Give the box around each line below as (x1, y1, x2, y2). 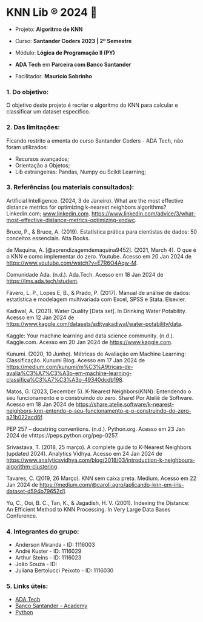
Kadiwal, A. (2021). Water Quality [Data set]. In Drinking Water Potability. (6, 307, 187, 314)
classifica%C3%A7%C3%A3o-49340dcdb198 (6, 376, 122, 383)
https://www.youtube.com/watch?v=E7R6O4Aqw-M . (6, 259, 138, 266)
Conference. (6, 512, 38, 519)
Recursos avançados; (15, 155, 70, 163)
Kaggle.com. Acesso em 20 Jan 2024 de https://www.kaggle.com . (6, 338, 173, 345)
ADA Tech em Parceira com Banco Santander (15, 61, 131, 68)
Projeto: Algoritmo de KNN (15, 25, 83, 33)
